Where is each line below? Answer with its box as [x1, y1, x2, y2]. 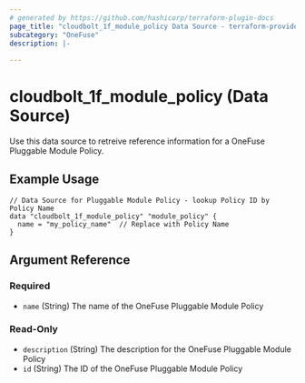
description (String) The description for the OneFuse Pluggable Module [22, 343, 292, 355]
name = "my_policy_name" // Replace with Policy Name [17, 219, 230, 228]
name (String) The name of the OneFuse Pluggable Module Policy [22, 300, 264, 311]
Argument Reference [9, 252, 131, 268]
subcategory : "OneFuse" [9, 30, 100, 39]
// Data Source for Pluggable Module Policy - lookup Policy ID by [9, 196, 271, 205]
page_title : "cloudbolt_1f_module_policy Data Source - [9, 22, 225, 31]
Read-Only [9, 323, 59, 336]
